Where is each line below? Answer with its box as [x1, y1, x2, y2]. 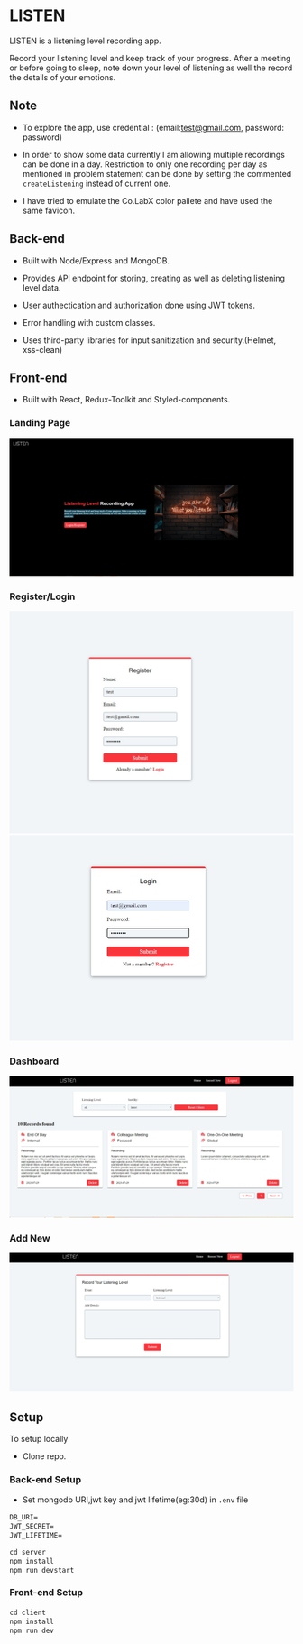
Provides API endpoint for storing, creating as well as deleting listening [22, 272, 286, 283]
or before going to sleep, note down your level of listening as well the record [9, 62, 293, 73]
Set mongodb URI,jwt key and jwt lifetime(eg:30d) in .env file [22, 1494, 249, 1505]
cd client [9, 1608, 47, 1617]
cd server [9, 1547, 47, 1556]
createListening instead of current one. [22, 178, 171, 189]
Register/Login [9, 590, 76, 603]
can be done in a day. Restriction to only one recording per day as [22, 159, 268, 170]
